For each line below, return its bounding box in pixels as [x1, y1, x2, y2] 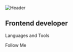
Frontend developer [5, 19, 68, 27]
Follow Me [5, 42, 26, 48]
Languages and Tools [5, 32, 50, 38]
